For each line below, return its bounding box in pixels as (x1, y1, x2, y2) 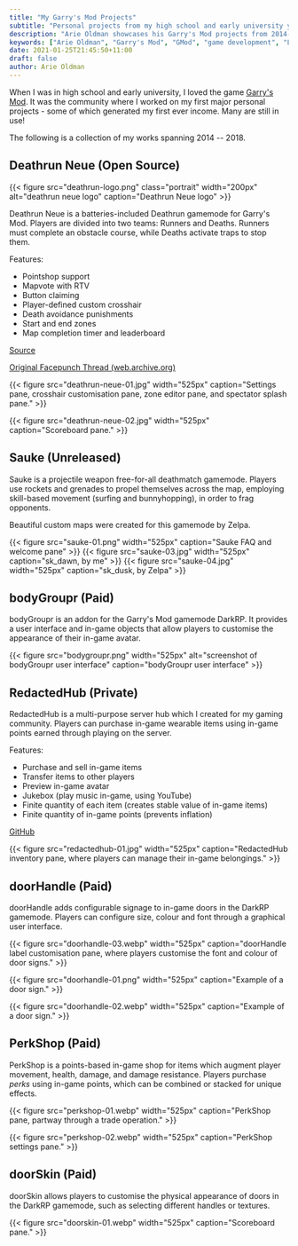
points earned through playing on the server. (9, 728, 172, 738)
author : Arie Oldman (9, 63, 86, 72)
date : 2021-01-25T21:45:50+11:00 (9, 46, 133, 55)
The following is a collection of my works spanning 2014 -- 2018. (9, 132, 247, 143)
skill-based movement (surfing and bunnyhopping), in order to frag (9, 493, 255, 503)
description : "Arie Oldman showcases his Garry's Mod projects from (9, 29, 268, 38)
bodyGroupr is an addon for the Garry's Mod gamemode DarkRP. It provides (9, 614, 288, 625)
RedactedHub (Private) (9, 685, 139, 700)
